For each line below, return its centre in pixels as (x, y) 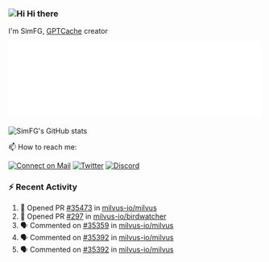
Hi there (43, 14)
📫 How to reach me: (43, 147)
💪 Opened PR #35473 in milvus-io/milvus (88, 207)
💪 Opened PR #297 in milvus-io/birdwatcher (93, 216)
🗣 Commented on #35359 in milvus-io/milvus (97, 225)
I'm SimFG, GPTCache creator (58, 31)
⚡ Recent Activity (43, 187)
